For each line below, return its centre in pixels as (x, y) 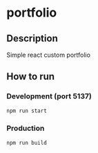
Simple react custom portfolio (49, 55)
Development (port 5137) (49, 96)
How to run (31, 76)
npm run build (27, 143)
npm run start (27, 111)
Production (26, 128)
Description (32, 38)
